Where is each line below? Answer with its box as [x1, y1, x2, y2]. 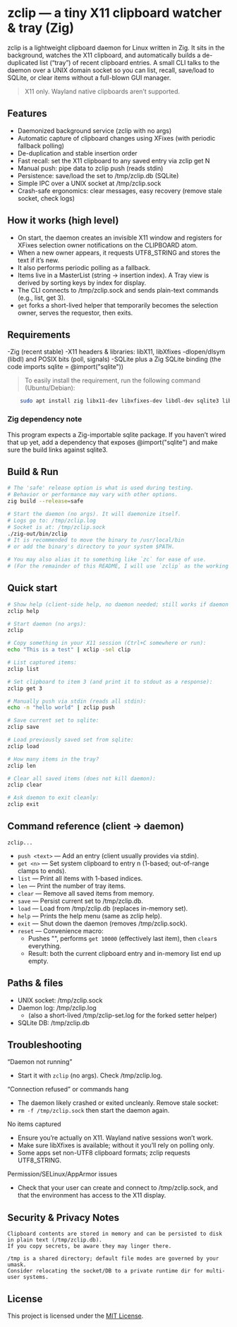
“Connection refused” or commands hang [7, 1085, 129, 1094]
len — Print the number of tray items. [17, 882, 126, 890]
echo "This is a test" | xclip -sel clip [7, 646, 131, 653]
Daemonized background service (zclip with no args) [17, 126, 172, 135]
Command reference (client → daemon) [7, 820, 185, 832]
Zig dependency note [7, 414, 83, 424]
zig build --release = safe [7, 498, 83, 505]
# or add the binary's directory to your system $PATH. [7, 543, 175, 551]
